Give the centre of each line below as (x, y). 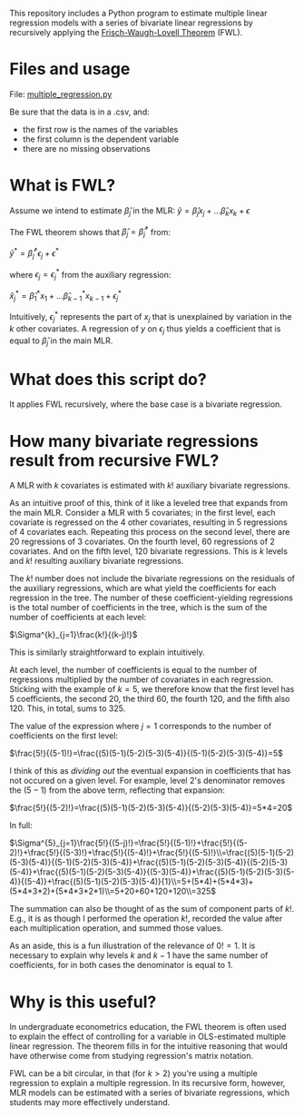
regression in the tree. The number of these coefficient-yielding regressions (151, 598)
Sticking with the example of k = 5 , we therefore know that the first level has (152, 689)
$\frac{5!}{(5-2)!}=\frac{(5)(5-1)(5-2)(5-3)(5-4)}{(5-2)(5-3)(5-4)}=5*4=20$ (151, 808)
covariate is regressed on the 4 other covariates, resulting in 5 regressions (148, 522)
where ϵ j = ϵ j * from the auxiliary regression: (90, 275)
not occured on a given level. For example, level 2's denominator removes (147, 781)
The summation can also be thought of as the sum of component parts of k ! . (152, 909)
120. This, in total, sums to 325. (68, 708)
